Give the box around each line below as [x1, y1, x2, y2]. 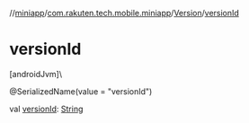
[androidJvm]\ [9, 68, 63, 79]
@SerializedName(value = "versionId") [9, 85, 153, 97]
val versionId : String [9, 103, 84, 114]
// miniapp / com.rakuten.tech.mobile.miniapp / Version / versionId [9, 8, 240, 18]
